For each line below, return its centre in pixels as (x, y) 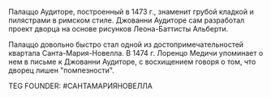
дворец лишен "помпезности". (62, 70)
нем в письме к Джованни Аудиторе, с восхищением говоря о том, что (132, 61)
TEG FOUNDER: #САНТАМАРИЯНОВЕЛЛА (80, 86)
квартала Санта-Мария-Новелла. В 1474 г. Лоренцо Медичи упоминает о (136, 53)
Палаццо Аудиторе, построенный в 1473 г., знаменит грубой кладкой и (131, 12)
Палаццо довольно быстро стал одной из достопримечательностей (126, 44)
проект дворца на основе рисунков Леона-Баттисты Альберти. (118, 29)
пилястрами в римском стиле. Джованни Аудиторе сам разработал (127, 20)
